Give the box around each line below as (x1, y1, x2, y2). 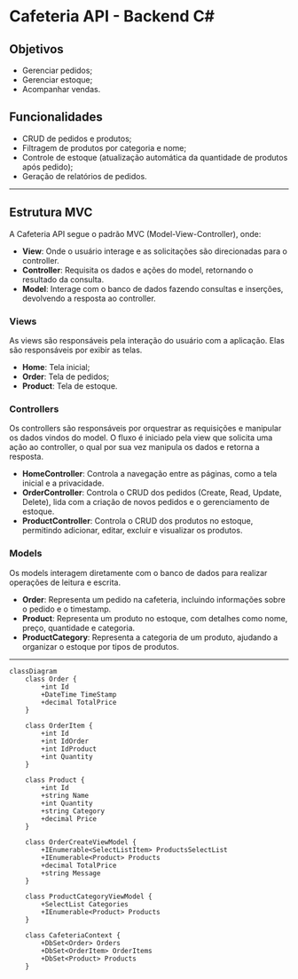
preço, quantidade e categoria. (21, 622, 136, 633)
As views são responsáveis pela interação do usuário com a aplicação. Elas (9, 335, 286, 345)
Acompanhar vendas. (21, 84, 101, 94)
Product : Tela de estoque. (21, 380, 118, 391)
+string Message (41, 868, 101, 878)
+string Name (41, 791, 90, 800)
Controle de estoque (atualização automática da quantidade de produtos (21, 152, 288, 162)
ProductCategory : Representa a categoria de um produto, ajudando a (21, 632, 278, 643)
